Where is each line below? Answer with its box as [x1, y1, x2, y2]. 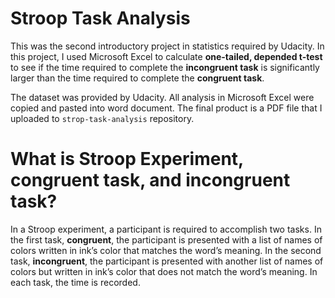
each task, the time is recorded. [10, 276, 141, 288]
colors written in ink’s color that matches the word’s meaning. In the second [10, 244, 322, 256]
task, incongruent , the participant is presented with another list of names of [10, 255, 324, 267]
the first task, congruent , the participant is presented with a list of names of [10, 233, 323, 246]
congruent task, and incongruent [10, 169, 291, 192]
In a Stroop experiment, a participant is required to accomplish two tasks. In [10, 223, 322, 235]
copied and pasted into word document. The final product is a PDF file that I [10, 102, 323, 114]
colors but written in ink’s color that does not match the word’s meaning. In [10, 265, 318, 277]
